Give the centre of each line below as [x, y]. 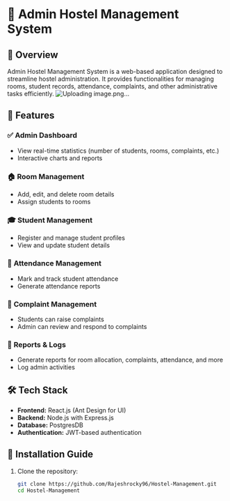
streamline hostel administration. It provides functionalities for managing [110, 79]
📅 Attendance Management [55, 263]
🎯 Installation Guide [50, 455]
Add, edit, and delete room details [66, 194]
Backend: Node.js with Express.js [66, 417]
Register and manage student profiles [71, 238]
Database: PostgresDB [50, 425]
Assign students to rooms [54, 201]
